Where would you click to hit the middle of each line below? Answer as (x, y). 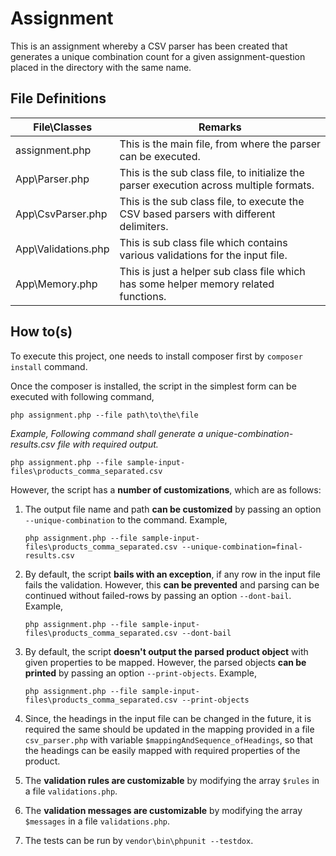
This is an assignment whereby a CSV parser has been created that (149, 46)
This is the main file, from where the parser (220, 144)
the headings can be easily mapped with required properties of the (162, 750)
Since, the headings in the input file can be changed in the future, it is (168, 718)
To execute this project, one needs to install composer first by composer (156, 356)
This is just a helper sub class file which (212, 271)
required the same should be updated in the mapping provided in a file (169, 729)
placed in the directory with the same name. (101, 67)
